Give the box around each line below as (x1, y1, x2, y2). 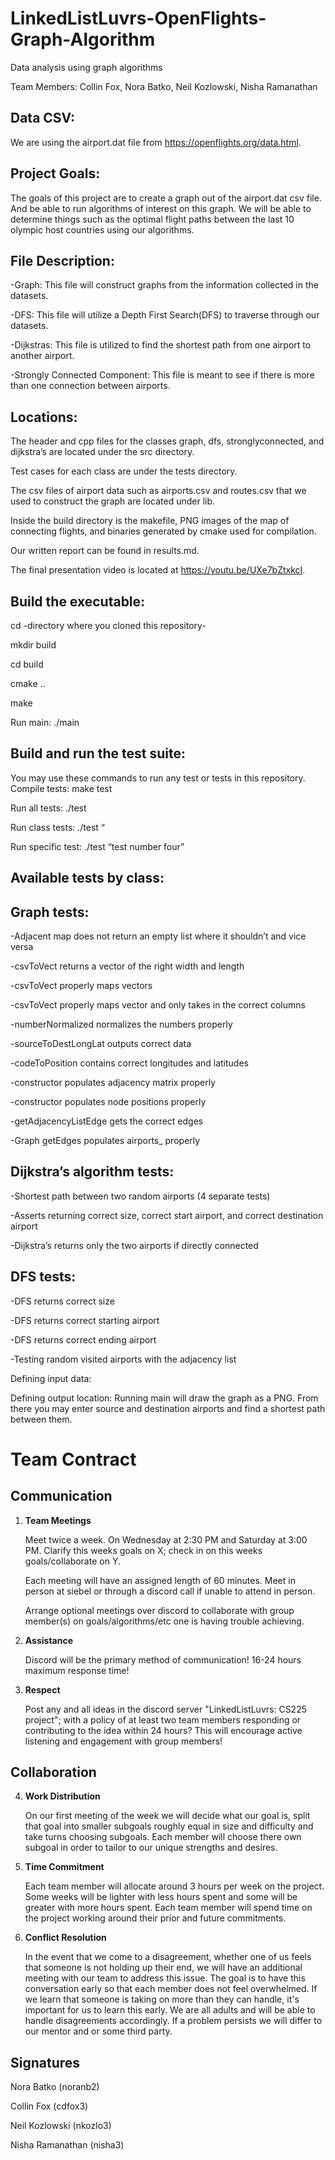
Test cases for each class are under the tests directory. (10, 465, 238, 477)
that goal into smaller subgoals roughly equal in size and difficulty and (24, 1820, 314, 1832)
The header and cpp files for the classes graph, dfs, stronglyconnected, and (10, 435, 325, 447)
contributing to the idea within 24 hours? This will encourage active (24, 1724, 303, 1736)
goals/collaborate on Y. (24, 1555, 121, 1567)
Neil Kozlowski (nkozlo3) (10, 2120, 112, 2132)
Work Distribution (24, 1790, 101, 1802)
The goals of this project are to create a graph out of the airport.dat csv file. (10, 192, 322, 204)
